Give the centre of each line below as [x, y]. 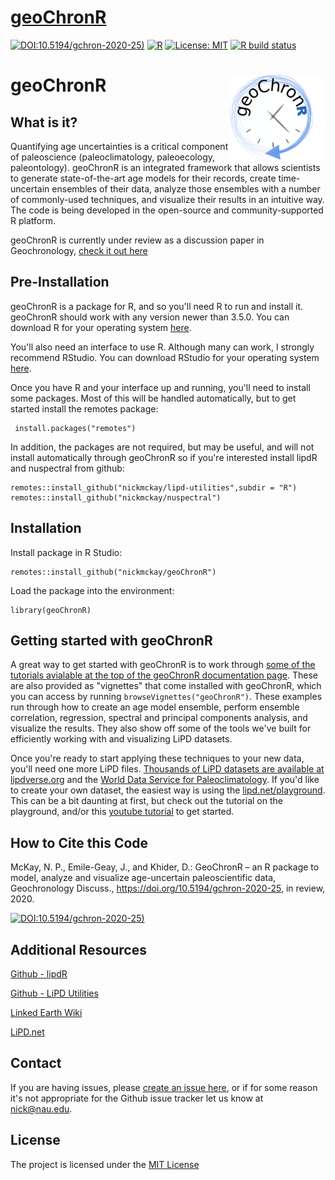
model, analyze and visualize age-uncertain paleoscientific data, [143, 878]
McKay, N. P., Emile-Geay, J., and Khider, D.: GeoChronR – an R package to [165, 867]
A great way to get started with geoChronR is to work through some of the [163, 665]
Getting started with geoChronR [111, 640]
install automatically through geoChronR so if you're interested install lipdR [164, 457]
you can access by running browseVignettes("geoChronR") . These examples [166, 697]
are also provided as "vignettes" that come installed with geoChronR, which [166, 686]
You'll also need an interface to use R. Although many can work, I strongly [162, 347]
